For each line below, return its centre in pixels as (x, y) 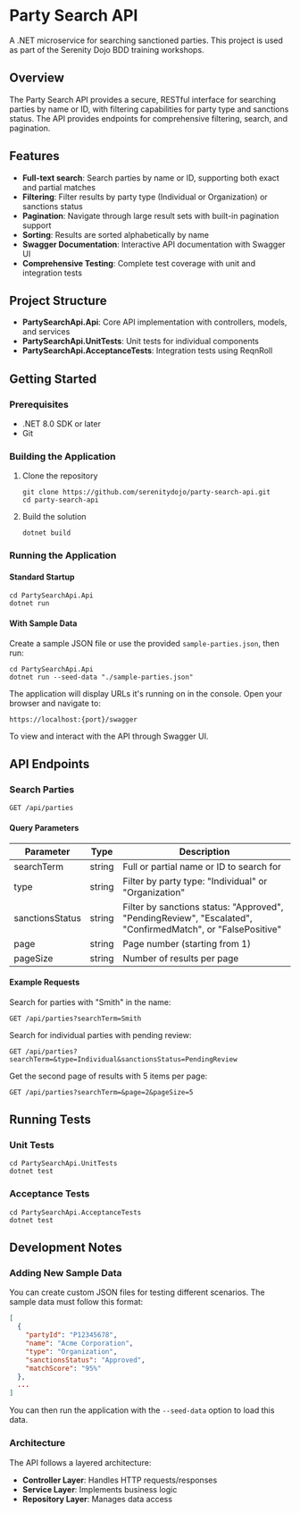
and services (46, 332)
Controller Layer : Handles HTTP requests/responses (120, 1480)
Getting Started (53, 379)
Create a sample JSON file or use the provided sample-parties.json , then (144, 643)
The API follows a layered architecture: (80, 1462)
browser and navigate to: (55, 703)
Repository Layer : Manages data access (97, 1499)
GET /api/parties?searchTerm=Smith (75, 1019)
